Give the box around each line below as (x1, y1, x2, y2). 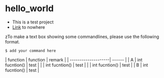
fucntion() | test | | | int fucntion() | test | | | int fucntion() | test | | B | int (5, 62, 148, 68)
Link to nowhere (12, 24, 45, 30)
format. (5, 39, 20, 44)
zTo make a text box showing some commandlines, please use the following (5, 34, 159, 39)
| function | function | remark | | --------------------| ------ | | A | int (5, 57, 143, 62)
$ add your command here (5, 48, 56, 53)
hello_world (5, 3, 54, 14)
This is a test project (12, 19, 54, 25)
